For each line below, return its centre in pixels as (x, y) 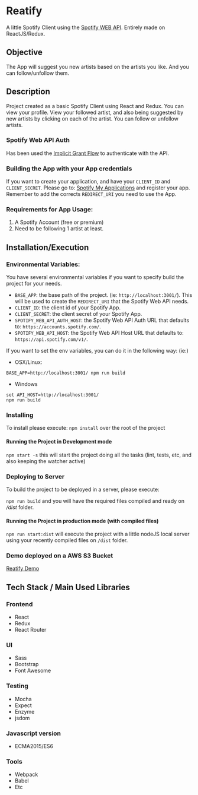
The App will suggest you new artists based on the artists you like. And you (98, 66)
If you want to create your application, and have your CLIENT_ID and (88, 182)
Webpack (26, 775)
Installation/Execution (48, 247)
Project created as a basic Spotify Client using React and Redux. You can (95, 106)
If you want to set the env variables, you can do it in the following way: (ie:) (98, 351)
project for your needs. (34, 284)
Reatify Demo (23, 569)
